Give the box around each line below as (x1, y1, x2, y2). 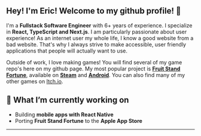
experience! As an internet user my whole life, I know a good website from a (6, 34, 194, 42)
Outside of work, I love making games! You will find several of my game (6, 58, 182, 66)
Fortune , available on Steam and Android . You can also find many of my (6, 71, 185, 78)
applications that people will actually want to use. (6, 47, 127, 54)
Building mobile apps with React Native (14, 111, 114, 118)
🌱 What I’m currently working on (6, 95, 129, 105)
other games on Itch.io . (6, 78, 63, 85)
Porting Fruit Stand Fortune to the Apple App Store (14, 117, 142, 124)
